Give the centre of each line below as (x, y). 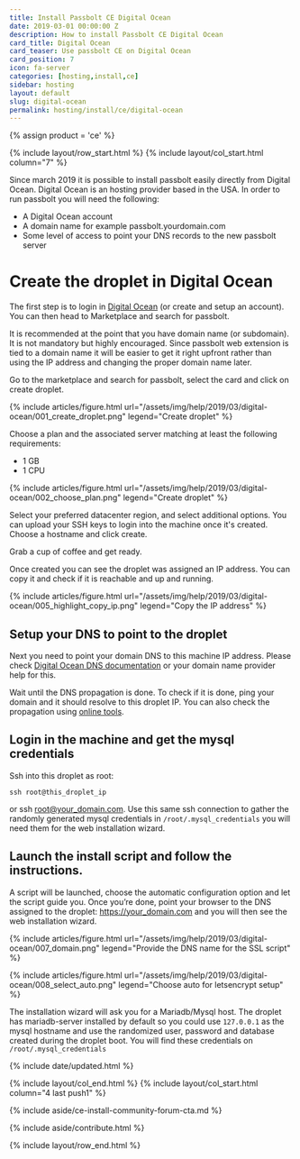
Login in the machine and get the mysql (122, 740)
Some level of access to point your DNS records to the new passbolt (149, 236)
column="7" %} (38, 162)
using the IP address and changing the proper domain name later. (131, 362)
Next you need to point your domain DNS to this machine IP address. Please (150, 656)
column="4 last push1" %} (58, 1092)
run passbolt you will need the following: (84, 199)
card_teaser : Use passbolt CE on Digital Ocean (100, 51)
